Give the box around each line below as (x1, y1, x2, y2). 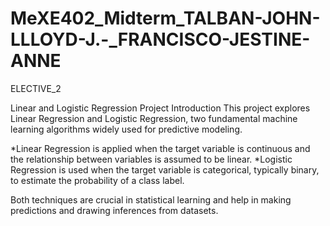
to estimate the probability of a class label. (10, 174, 185, 186)
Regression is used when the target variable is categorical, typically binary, (10, 163, 320, 176)
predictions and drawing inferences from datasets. (10, 204, 219, 216)
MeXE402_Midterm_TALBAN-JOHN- (10, 7, 321, 30)
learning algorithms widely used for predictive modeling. (10, 123, 243, 135)
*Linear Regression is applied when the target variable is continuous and (10, 142, 311, 154)
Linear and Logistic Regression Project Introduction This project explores (10, 102, 311, 114)
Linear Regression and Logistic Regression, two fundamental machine (10, 112, 298, 124)
